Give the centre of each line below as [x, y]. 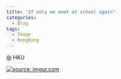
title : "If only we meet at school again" [61, 12]
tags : [13, 29]
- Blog [20, 23]
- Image [22, 35]
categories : [21, 18]
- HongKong [26, 40]
